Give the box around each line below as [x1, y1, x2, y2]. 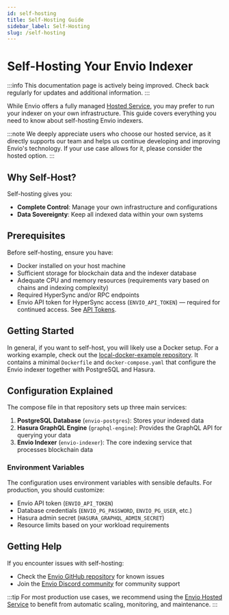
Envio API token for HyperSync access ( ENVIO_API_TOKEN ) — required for [16, 298, 221, 306]
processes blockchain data [16, 446, 94, 454]
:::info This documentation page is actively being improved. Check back [7, 82, 209, 90]
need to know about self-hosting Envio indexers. [7, 117, 144, 125]
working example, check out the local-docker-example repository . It [7, 350, 198, 359]
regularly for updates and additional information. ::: [7, 88, 150, 97]
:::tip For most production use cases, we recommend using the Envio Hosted [7, 592, 223, 601]
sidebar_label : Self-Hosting [7, 23, 90, 29]
